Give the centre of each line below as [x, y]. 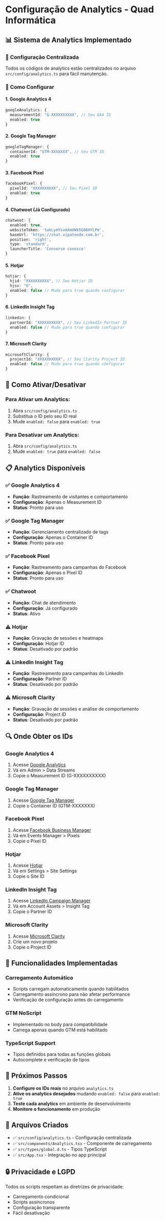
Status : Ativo [27, 614]
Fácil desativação [31, 1213]
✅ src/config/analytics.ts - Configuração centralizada [72, 1137]
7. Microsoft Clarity [26, 343]
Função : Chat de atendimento [44, 603]
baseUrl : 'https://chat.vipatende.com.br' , [57, 234]
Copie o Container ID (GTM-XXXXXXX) [54, 805]
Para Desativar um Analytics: [42, 435]
